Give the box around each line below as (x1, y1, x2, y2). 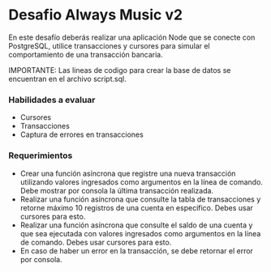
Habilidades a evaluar (8, 94, 96, 105)
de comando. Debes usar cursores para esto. (19, 237, 172, 247)
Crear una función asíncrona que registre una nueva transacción (19, 168, 236, 178)
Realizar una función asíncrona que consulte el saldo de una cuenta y (19, 220, 253, 230)
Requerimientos (8, 150, 73, 161)
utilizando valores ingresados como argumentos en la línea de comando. (19, 176, 264, 187)
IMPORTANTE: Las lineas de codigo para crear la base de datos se (8, 65, 231, 74)
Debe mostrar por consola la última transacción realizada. (19, 185, 213, 195)
